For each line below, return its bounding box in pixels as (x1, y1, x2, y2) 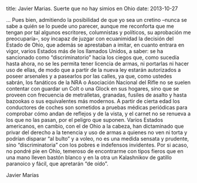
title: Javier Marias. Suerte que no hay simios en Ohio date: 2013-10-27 (6, 5, 178, 12)
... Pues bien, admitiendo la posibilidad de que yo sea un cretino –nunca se (6, 16, 187, 23)
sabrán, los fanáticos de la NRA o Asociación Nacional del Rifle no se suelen (6, 79, 191, 86)
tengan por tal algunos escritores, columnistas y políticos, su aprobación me (6, 29, 191, 36)
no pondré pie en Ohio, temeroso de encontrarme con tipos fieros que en (6, 148, 183, 155)
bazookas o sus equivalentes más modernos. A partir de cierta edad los (6, 98, 181, 105)
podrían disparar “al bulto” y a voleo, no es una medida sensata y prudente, (6, 135, 189, 142)
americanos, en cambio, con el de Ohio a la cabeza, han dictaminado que (6, 123, 184, 129)
